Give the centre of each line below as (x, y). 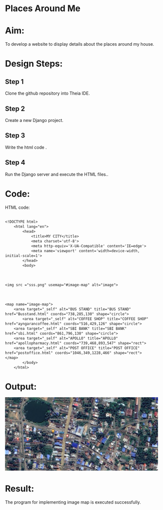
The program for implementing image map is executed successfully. (73, 502)
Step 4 (15, 162)
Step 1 (15, 81)
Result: (20, 488)
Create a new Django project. (34, 120)
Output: (21, 386)
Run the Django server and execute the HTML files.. (57, 174)
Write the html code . (26, 147)
